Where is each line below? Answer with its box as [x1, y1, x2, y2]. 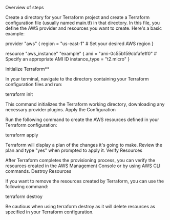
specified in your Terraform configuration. [5, 209, 94, 215]
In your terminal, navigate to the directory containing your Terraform [5, 76, 150, 82]
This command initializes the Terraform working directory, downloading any [5, 101, 165, 107]
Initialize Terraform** [5, 66, 50, 72]
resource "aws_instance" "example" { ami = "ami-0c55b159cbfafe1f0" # [5, 51, 157, 56]
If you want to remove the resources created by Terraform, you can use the [5, 178, 164, 184]
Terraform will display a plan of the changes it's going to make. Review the [5, 142, 163, 148]
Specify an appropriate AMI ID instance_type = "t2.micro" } [5, 56, 130, 62]
